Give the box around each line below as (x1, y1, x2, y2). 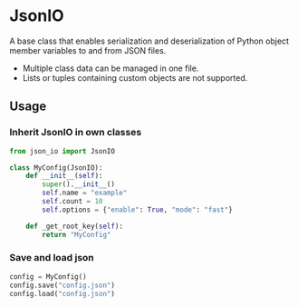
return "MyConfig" (42, 230, 111, 239)
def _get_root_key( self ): (25, 222, 124, 231)
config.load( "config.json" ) (9, 289, 116, 298)
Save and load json (9, 252, 95, 264)
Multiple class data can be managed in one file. (22, 63, 199, 74)
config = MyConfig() (9, 272, 88, 282)
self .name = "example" (42, 188, 128, 198)
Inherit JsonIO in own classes (9, 126, 142, 139)
